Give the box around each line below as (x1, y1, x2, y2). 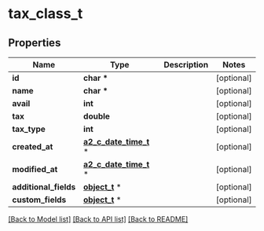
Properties (8, 36, 61, 49)
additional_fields (12, 181, 76, 192)
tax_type (12, 123, 46, 134)
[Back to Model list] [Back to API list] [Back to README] (8, 214, 189, 224)
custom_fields (12, 194, 67, 205)
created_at (12, 141, 53, 152)
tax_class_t (8, 5, 83, 23)
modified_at (12, 164, 58, 174)
